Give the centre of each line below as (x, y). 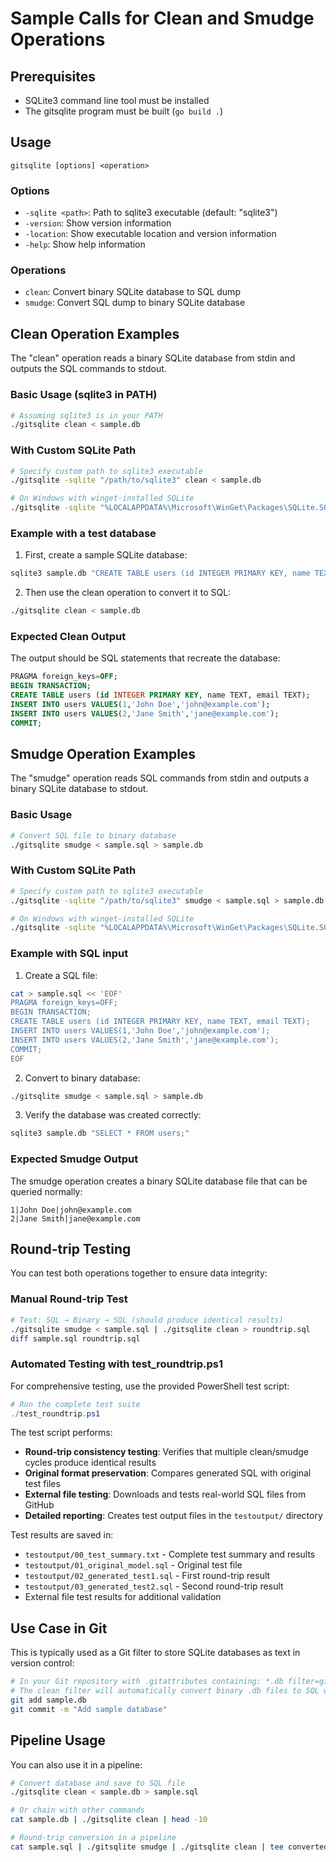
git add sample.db (48, 1700)
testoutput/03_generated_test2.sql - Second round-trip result (154, 1586)
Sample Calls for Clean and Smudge (162, 18)
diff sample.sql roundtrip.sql (75, 1338)
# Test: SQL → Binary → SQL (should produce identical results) (147, 1320)
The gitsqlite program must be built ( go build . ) (124, 111)
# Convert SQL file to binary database (93, 835)
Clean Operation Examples (95, 333)
